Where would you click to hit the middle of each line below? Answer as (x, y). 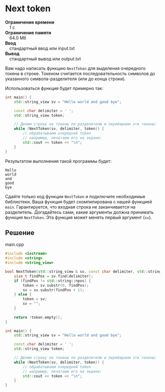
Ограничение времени (30, 22)
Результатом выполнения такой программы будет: (58, 161)
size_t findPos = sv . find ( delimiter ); (54, 276)
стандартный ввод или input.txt (42, 48)
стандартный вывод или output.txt (45, 59)
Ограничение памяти (28, 32)
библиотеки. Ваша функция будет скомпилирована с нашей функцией (79, 202)
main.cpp (14, 244)
